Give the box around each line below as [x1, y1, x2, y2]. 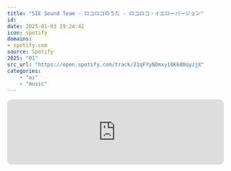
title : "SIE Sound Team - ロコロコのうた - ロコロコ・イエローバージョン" [7, 10, 204, 17]
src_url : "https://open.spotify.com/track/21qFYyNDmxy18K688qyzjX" [7, 61, 205, 68]
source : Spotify [7, 49, 54, 56]
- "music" [19, 80, 48, 87]
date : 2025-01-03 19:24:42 [7, 23, 85, 30]
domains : [7, 36, 32, 43]
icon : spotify [7, 29, 48, 36]
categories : [7, 67, 41, 74]
